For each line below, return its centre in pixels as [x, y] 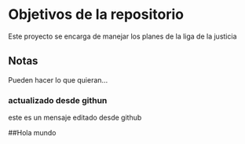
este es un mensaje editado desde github [75, 118]
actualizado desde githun [58, 100]
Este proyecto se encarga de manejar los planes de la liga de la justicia [122, 36]
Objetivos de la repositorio [96, 15]
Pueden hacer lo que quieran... [58, 79]
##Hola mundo [32, 133]
